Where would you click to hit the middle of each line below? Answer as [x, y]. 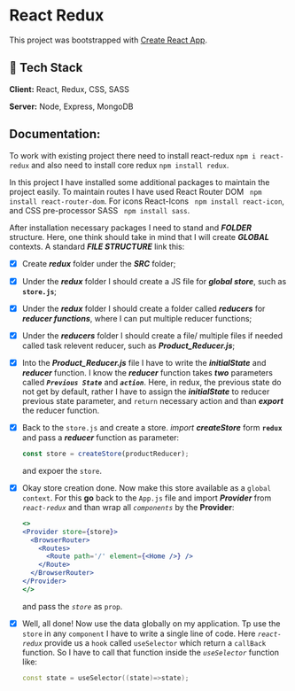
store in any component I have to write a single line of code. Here [139, 633]
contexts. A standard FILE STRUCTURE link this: [97, 246]
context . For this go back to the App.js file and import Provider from [147, 498]
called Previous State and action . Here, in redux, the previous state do [151, 382]
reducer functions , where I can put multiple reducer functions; [137, 318]
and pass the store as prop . [72, 606]
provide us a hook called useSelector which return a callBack [155, 642]
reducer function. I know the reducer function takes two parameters [147, 372]
